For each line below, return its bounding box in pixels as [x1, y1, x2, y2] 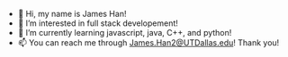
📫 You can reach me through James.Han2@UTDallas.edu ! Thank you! [17, 37, 280, 48]
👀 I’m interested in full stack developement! [17, 18, 178, 28]
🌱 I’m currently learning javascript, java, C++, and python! [17, 28, 232, 37]
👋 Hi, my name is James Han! [17, 9, 127, 19]
